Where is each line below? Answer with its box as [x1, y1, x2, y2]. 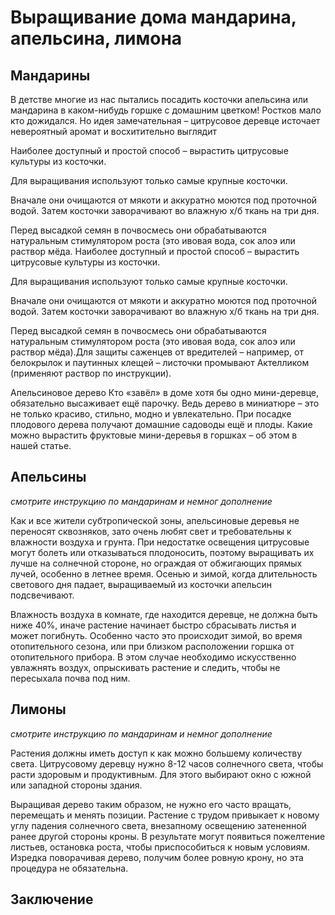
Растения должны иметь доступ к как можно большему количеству [10, 747, 303, 759]
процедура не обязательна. [10, 862, 129, 874]
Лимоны [10, 701, 67, 718]
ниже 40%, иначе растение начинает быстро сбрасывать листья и [10, 619, 297, 631]
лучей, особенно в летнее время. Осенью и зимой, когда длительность [10, 567, 318, 580]
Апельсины [10, 469, 87, 486]
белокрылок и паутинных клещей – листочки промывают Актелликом [10, 357, 310, 368]
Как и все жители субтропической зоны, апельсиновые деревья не [10, 514, 300, 526]
